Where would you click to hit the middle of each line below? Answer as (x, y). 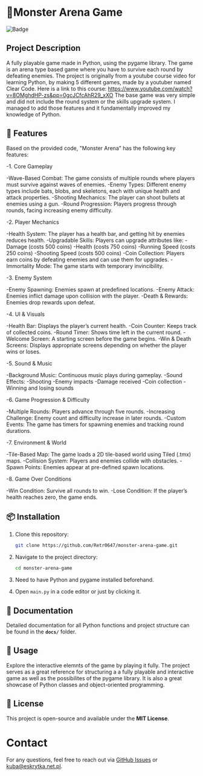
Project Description (43, 48)
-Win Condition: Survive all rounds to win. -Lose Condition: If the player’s (97, 490)
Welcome (18, 338)
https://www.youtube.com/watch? (150, 89)
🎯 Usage (22, 651)
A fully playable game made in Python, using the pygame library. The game (100, 62)
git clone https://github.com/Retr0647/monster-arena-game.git (96, 546)
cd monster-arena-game (43, 568)
